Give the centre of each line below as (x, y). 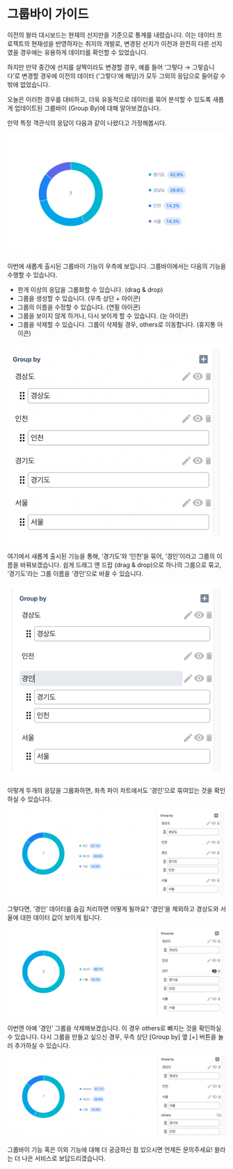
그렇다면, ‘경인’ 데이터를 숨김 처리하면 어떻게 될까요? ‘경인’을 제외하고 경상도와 (113, 909)
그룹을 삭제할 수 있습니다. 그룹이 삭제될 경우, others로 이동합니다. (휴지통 (116, 325)
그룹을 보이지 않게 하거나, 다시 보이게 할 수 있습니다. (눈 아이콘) (103, 316)
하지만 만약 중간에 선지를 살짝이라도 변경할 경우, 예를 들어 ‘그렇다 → (99, 67)
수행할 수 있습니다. (32, 275)
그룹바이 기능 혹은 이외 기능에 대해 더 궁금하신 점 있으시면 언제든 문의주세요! (110, 1149)
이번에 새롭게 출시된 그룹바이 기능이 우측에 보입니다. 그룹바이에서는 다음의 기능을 (117, 266)
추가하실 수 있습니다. (42, 1045)
